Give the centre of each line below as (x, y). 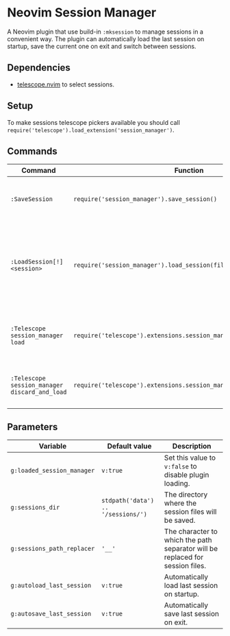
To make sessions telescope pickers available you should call (93, 122)
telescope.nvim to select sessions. (66, 84)
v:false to (180, 467)
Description (192, 446)
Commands (33, 151)
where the (180, 504)
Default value (129, 446)
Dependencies (39, 68)
